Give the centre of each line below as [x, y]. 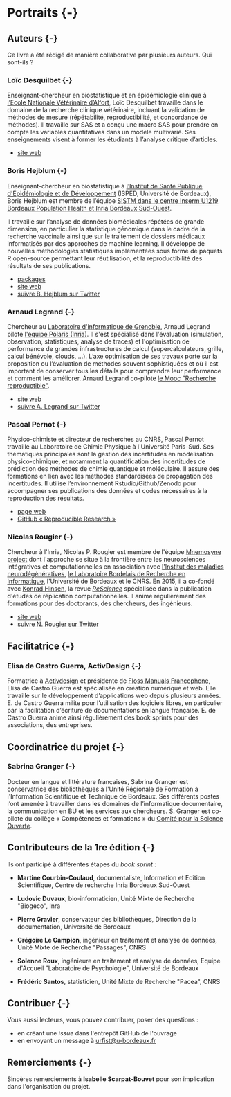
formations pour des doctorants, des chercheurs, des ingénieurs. [100, 603]
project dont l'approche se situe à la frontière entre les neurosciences [107, 560]
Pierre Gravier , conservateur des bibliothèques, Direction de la [107, 919]
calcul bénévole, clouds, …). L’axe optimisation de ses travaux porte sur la [112, 356]
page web [31, 512]
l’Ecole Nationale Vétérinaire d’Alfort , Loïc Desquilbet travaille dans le [105, 102]
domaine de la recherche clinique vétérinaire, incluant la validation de [106, 110]
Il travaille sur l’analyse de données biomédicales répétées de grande [106, 221]
